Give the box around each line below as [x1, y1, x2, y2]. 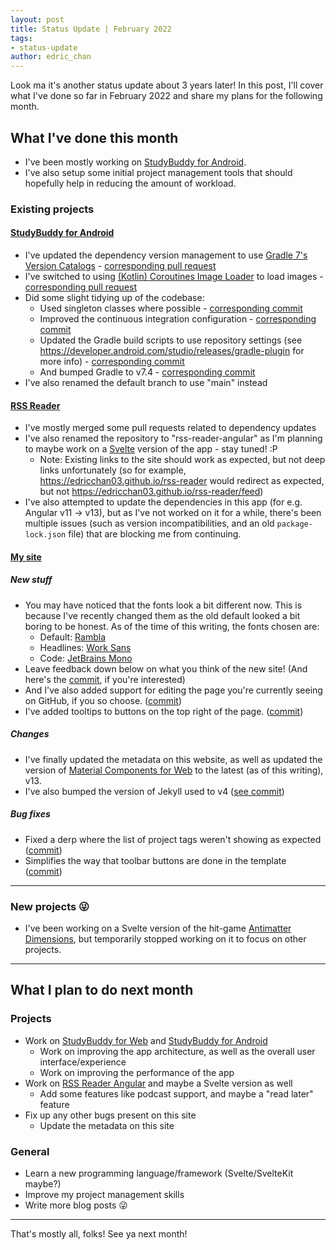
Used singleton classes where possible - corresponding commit [39, 302, 303, 315]
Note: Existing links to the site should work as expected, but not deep [39, 454, 326, 466]
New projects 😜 [10, 899, 90, 913]
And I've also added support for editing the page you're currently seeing [24, 684, 323, 696]
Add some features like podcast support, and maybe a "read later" [39, 1087, 314, 1100]
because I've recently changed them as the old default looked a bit [24, 609, 301, 621]
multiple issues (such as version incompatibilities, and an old [24, 517, 275, 530]
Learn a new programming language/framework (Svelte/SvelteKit [24, 1167, 294, 1180]
